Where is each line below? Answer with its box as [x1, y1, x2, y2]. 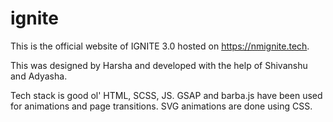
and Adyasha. [10, 70, 68, 82]
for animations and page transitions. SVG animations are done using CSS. [10, 100, 313, 112]
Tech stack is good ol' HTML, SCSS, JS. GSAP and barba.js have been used [10, 89, 323, 101]
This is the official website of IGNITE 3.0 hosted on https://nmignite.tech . [10, 40, 310, 52]
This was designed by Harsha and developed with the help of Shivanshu [10, 59, 308, 71]
